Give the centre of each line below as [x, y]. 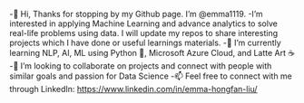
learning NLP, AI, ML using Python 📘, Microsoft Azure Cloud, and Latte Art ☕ [152, 53]
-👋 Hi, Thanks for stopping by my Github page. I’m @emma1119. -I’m [136, 14]
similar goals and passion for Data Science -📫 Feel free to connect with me [151, 76]
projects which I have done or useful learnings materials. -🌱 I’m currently [145, 42]
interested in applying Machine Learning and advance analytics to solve [144, 23]
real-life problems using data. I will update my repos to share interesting [144, 33]
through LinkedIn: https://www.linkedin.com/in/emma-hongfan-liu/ [133, 89]
